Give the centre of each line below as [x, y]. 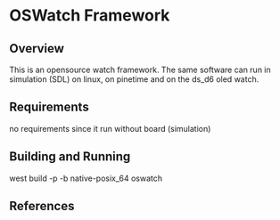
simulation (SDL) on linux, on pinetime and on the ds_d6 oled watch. [134, 79]
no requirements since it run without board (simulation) [110, 128]
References [42, 206]
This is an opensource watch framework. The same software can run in [140, 69]
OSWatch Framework [90, 16]
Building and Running [70, 157]
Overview [37, 49]
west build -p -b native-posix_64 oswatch [86, 178]
